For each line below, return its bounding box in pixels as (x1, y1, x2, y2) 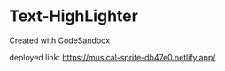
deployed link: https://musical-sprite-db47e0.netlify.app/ (9, 52, 216, 62)
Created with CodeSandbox (9, 35, 111, 46)
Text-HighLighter (9, 6, 139, 26)
